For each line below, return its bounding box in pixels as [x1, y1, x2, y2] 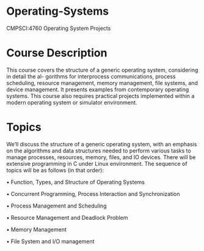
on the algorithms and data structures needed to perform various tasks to [6, 147, 191, 154]
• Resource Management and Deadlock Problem [6, 214, 128, 221]
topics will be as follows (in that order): [6, 167, 104, 174]
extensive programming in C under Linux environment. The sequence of [6, 160, 188, 167]
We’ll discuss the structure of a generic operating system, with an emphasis [6, 140, 197, 148]
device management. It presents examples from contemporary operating [6, 86, 189, 93]
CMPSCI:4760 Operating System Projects [6, 24, 111, 32]
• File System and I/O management [6, 238, 95, 245]
